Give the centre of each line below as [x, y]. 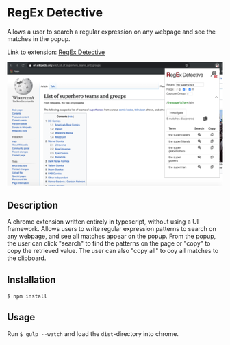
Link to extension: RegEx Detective [56, 52]
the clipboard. [27, 258]
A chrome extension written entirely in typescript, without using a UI [103, 222]
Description [33, 205]
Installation [31, 279]
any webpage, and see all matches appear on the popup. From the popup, [112, 236]
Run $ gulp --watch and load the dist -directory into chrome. [93, 333]
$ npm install [27, 296]
